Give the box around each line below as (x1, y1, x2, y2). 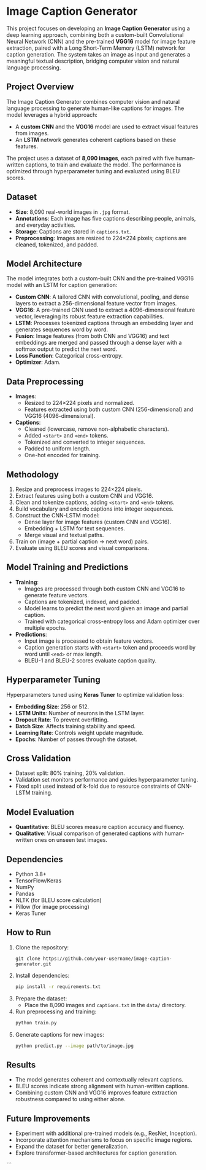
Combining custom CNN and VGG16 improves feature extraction (15, 1089, 178, 1096)
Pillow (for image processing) (15, 903, 90, 911)
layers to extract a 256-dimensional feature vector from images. (15, 300, 177, 307)
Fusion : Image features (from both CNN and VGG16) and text (15, 332, 170, 340)
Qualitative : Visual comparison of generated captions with (15, 830, 164, 837)
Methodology (6, 469, 59, 480)
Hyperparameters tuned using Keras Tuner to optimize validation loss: (6, 691, 184, 698)
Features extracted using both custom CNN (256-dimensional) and (24, 406, 194, 413)
